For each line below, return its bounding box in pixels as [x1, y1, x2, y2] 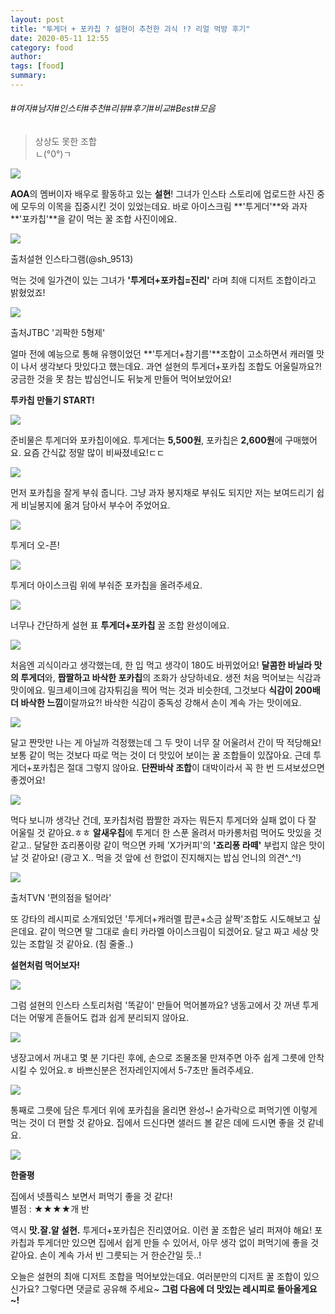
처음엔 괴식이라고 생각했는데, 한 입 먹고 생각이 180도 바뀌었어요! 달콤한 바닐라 [10, 659, 313, 671]
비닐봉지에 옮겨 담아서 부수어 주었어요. [20, 499, 171, 511]
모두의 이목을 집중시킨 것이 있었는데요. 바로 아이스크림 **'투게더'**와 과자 [20, 201, 308, 213]
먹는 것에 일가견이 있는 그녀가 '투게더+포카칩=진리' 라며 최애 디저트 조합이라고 [10, 274, 317, 286]
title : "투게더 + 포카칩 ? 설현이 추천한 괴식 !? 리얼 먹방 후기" [10, 24, 251, 34]
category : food [10, 42, 74, 53]
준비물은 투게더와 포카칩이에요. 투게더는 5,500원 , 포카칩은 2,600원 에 [10, 434, 283, 446]
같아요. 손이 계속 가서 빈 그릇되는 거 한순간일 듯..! [10, 1249, 202, 1261]
